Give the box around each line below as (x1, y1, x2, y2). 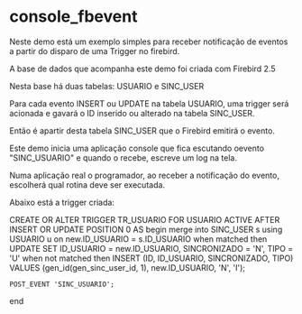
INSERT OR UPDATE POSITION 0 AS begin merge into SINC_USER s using (9, 224, 283, 235)
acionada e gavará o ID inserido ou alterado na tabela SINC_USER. (9, 107, 255, 118)
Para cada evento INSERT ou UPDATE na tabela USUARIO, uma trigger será (9, 97, 289, 109)
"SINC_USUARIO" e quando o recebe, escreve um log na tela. (9, 152, 237, 163)
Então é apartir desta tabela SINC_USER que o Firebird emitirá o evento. (9, 125, 275, 136)
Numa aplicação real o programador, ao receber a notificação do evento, (9, 170, 279, 180)
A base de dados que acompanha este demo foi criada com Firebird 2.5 (9, 63, 277, 74)
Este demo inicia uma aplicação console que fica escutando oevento (9, 143, 264, 153)
